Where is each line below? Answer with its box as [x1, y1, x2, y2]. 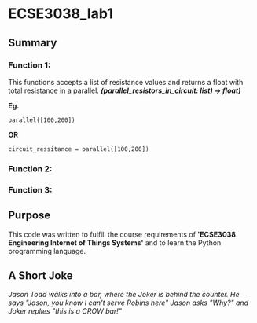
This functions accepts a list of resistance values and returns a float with [8, 77, 244, 86]
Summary [8, 36, 57, 50]
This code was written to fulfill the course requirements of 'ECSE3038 [8, 229, 237, 239]
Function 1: [8, 60, 51, 71]
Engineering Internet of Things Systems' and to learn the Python [8, 237, 222, 248]
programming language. [8, 246, 86, 255]
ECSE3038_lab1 [8, 5, 114, 23]
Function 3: [8, 184, 53, 195]
